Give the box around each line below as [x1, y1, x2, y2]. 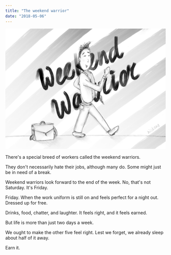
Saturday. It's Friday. [5, 184, 48, 190]
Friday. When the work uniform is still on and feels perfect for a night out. [5, 194, 159, 201]
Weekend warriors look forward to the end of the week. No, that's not [5, 179, 151, 185]
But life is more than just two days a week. [5, 219, 94, 225]
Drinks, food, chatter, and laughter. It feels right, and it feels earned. [5, 209, 148, 216]
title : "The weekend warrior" [5, 8, 70, 13]
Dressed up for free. [5, 200, 48, 206]
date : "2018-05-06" [5, 13, 47, 19]
